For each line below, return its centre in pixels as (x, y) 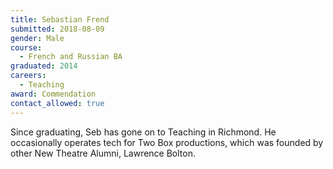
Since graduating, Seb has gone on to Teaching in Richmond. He (143, 132)
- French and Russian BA (71, 57)
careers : (28, 76)
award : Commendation (53, 94)
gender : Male (37, 38)
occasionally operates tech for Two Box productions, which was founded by (167, 142)
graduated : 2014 (44, 66)
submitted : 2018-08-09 (57, 29)
